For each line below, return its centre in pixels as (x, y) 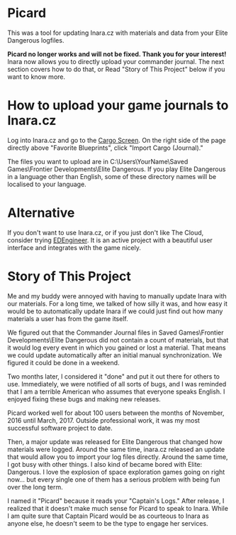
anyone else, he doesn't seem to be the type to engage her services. (108, 523)
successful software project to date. (60, 428)
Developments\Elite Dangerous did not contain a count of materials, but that (118, 340)
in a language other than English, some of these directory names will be (112, 176)
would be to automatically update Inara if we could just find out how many (115, 311)
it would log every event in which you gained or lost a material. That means (117, 347)
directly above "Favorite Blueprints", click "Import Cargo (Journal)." (105, 148)
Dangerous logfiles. (36, 40)
